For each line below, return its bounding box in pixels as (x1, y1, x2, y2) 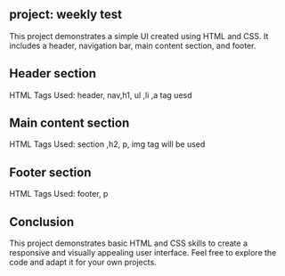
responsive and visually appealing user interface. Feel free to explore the (9, 248, 277, 258)
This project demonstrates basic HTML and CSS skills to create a (9, 238, 248, 248)
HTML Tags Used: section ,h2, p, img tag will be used (9, 139, 206, 150)
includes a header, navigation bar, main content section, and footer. (9, 40, 256, 51)
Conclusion (9, 214, 75, 230)
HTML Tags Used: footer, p (9, 189, 109, 199)
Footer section (9, 165, 92, 180)
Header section (9, 66, 96, 81)
